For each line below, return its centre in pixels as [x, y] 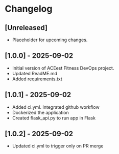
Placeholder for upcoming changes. [50, 40]
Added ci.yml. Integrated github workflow [56, 107]
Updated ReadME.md [34, 73]
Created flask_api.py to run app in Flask [54, 118]
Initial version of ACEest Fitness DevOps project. [63, 68]
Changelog [29, 9]
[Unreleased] [26, 28]
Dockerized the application [41, 112]
